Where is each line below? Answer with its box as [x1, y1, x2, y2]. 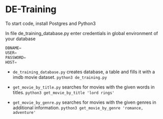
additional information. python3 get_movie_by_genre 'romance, [12, 105, 144, 111]
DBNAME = [5, 45, 22, 50]
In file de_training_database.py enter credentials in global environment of [5, 30, 158, 36]
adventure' [12, 110, 36, 115]
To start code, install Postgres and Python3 [5, 20, 96, 26]
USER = [5, 50, 17, 55]
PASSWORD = [5, 55, 26, 60]
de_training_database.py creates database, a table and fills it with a [12, 69, 155, 75]
